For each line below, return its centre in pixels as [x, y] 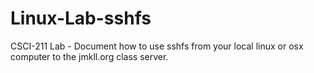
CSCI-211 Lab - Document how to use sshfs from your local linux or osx [157, 46]
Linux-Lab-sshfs [81, 18]
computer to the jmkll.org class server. [89, 56]
